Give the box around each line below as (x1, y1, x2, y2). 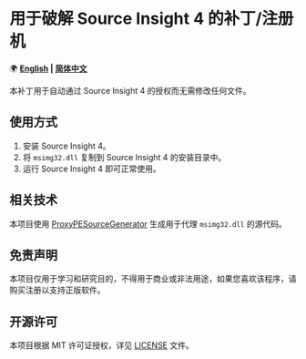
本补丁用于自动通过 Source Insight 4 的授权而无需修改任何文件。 (9, 85, 251, 96)
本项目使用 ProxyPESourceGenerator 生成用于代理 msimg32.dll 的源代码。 (9, 218, 287, 229)
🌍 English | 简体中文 (9, 63, 88, 74)
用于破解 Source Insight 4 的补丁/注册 (9, 8, 294, 29)
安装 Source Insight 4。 (22, 140, 111, 151)
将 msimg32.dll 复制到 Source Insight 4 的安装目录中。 (22, 151, 227, 162)
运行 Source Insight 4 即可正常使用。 (22, 163, 161, 174)
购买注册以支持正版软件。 (9, 284, 106, 296)
